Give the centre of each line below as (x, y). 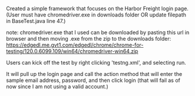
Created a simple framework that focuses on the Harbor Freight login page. (97, 9)
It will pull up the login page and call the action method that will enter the (94, 74)
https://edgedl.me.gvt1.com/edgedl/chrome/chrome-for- (75, 45)
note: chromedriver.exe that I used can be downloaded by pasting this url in (98, 32)
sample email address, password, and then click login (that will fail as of (93, 80)
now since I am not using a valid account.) (57, 87)
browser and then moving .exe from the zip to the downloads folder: (89, 39)
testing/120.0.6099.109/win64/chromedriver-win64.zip (72, 51)
